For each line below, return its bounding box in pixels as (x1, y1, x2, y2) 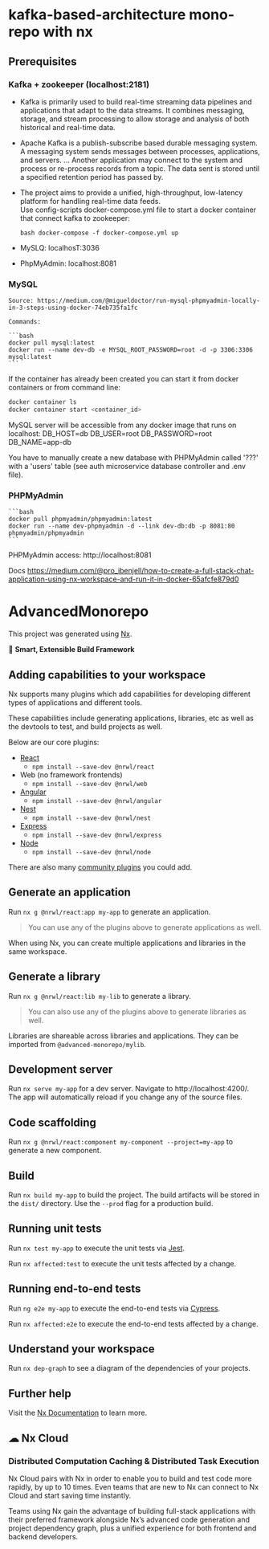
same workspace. (8, 946, 67, 956)
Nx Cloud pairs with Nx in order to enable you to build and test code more (8, 1474, 252, 1483)
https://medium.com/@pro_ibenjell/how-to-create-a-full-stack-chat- (26, 566, 255, 576)
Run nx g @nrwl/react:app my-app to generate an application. (8, 907, 211, 916)
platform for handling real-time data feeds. (19, 196, 161, 206)
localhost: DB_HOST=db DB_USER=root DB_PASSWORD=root (8, 428, 213, 438)
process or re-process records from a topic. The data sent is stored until (19, 163, 259, 173)
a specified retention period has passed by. (19, 172, 164, 181)
